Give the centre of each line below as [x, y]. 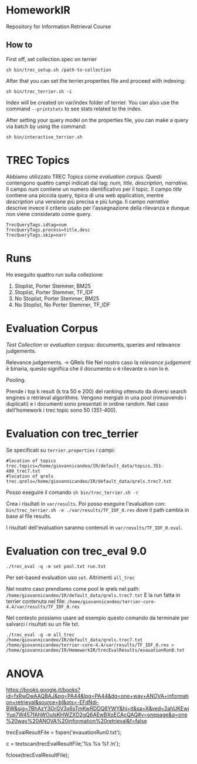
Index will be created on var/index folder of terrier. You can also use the [92, 102]
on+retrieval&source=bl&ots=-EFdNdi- [53, 702]
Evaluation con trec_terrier [72, 434]
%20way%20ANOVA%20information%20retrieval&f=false [77, 721]
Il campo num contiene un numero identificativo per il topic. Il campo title [94, 189]
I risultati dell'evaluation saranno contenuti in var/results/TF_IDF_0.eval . [94, 527]
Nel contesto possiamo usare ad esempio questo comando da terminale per [98, 618]
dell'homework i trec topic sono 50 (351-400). [62, 410]
